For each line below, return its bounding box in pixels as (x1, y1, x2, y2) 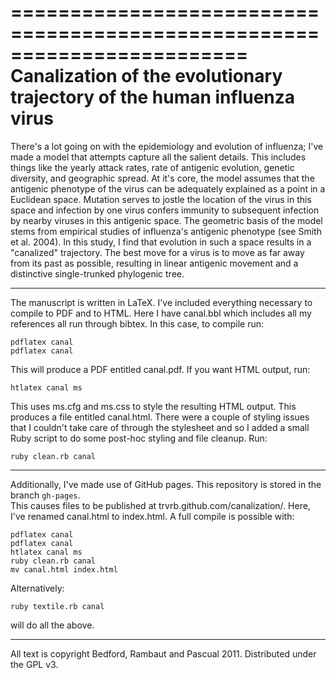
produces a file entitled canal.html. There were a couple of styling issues (10, 411, 310, 423)
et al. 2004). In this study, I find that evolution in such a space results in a (10, 236, 312, 248)
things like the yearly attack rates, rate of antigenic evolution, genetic (10, 161, 295, 173)
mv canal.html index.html (10, 564, 118, 575)
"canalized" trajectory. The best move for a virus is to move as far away (10, 246, 305, 258)
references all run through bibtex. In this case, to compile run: (10, 317, 265, 330)
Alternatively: (10, 582, 65, 594)
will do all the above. (10, 619, 95, 631)
